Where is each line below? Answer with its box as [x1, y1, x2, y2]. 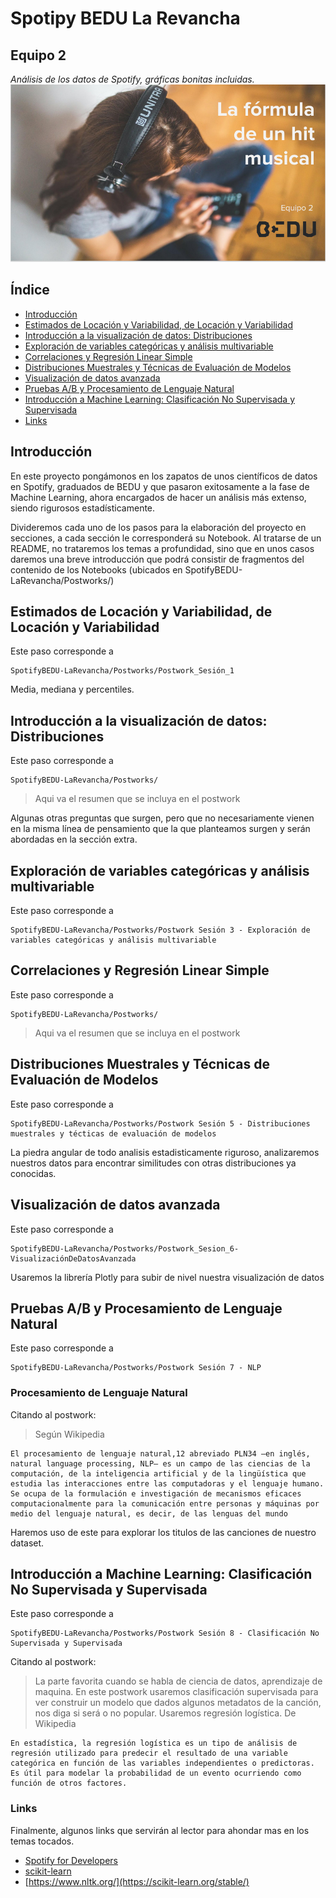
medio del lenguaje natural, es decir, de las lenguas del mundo [10, 1508, 288, 1519]
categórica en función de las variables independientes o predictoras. [10, 1758, 315, 1769]
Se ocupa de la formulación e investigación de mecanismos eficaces [10, 1488, 302, 1499]
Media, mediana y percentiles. [10, 683, 135, 696]
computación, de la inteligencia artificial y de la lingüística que [10, 1468, 307, 1479]
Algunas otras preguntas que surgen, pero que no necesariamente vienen [10, 812, 315, 824]
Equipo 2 [10, 47, 67, 64]
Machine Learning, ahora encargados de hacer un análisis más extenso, [10, 491, 307, 503]
